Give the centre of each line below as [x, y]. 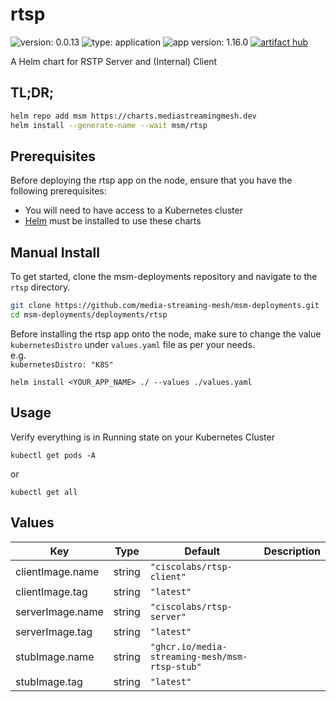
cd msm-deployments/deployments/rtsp [89, 315]
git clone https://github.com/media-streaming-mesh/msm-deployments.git [165, 306]
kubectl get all [44, 492]
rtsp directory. [40, 287]
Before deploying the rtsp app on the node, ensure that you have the [151, 180]
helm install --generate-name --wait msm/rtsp [109, 125]
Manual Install [55, 252]
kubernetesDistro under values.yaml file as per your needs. [132, 344]
